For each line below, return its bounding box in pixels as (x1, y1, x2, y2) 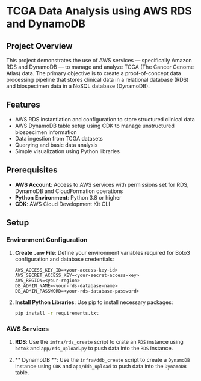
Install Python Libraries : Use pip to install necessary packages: (14, 299, 173, 306)
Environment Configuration (6, 236, 88, 244)
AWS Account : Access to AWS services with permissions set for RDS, (14, 181, 189, 188)
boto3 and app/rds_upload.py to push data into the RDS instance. (14, 344, 173, 352)
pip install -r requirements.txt (14, 311, 99, 317)
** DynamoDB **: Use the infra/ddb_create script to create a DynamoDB (14, 356, 190, 364)
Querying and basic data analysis (14, 141, 98, 148)
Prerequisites (6, 165, 58, 175)
